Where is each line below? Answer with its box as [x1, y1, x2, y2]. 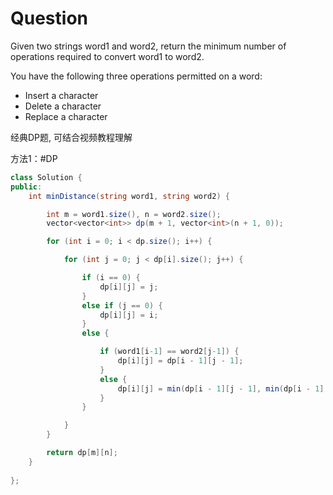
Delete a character [24, 100, 102, 112]
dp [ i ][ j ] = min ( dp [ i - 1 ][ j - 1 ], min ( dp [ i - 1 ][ [117, 383, 329, 394]
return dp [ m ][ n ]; [46, 448, 118, 458]
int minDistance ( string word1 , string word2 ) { [28, 191, 230, 201]
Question [10, 7, 88, 30]
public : [10, 182, 43, 192]
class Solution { [10, 172, 83, 182]
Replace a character [24, 110, 108, 122]
